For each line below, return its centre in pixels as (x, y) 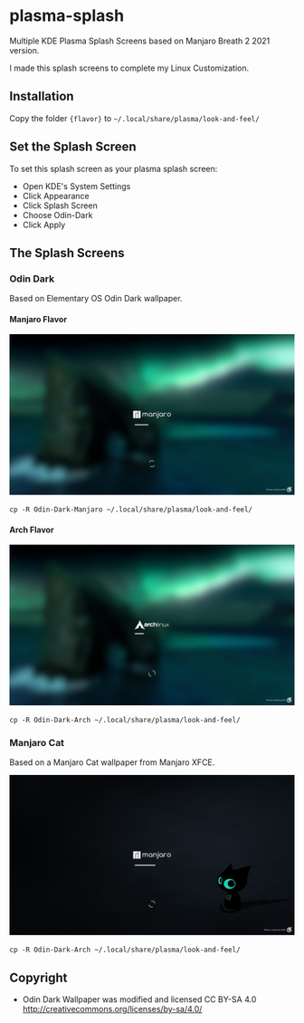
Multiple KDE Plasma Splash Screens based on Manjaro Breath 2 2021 (140, 41)
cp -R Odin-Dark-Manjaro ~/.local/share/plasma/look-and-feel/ (131, 509)
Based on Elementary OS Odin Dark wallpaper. (96, 299)
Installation (42, 96)
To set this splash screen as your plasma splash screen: (114, 168)
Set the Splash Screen (73, 147)
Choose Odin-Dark (57, 215)
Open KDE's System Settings (76, 186)
